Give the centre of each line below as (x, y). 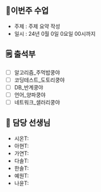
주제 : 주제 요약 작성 (37, 26)
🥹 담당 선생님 (28, 123)
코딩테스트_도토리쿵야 (39, 80)
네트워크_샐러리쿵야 (37, 102)
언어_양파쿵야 (30, 95)
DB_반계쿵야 (29, 87)
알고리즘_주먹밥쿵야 (37, 72)
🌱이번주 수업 (27, 11)
